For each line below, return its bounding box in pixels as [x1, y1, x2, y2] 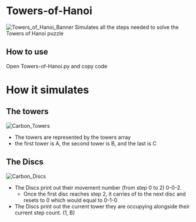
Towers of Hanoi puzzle [6, 29, 64, 37]
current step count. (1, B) [14, 209, 75, 216]
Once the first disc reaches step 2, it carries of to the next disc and [23, 190, 187, 197]
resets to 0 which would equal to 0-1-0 [23, 196, 118, 204]
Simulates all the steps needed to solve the [74, 24, 179, 31]
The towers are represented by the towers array [14, 134, 131, 141]
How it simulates [6, 83, 89, 97]
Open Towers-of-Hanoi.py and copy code [6, 62, 108, 69]
